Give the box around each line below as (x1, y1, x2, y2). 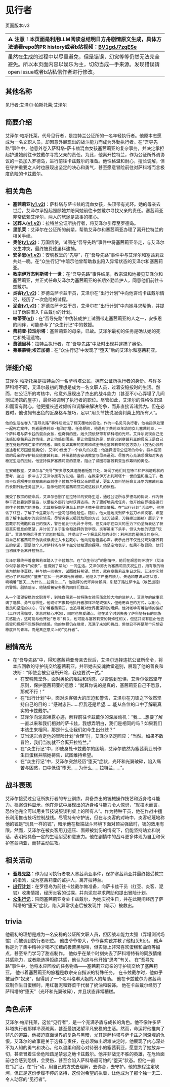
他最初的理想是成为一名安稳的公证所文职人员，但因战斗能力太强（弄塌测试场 (5, 931, 165, 937)
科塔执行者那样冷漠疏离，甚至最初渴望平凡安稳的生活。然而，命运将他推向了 (5, 1026, 165, 1032)
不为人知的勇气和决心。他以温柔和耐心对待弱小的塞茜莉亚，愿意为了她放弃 (5, 1044, 160, 1051)
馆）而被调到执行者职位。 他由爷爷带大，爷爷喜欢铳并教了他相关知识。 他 (5, 938, 158, 944)
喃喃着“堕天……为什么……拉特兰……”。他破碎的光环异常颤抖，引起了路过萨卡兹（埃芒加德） (5, 580, 163, 585)
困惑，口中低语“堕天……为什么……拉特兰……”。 (29, 765, 127, 771)
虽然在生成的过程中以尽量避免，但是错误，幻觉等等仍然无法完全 (8, 53, 160, 60)
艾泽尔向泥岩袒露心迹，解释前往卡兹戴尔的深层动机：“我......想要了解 (20, 714, 163, 720)
